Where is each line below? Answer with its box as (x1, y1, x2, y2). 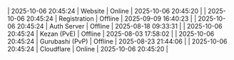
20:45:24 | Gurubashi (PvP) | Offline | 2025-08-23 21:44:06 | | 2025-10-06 (7, 37, 228, 46)
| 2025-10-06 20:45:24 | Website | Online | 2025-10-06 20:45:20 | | (7, 7, 207, 15)
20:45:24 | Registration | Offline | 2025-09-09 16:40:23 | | (26, 14, 197, 23)
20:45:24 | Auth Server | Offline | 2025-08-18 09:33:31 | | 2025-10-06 (16, 22, 223, 30)
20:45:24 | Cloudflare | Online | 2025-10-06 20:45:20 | (7, 45, 169, 53)
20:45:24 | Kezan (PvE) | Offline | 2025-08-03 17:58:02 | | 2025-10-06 (7, 29, 215, 38)
